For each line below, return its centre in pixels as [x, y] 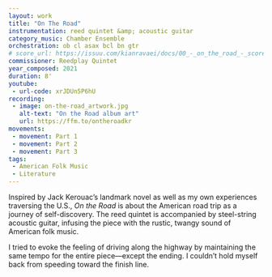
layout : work [30, 16]
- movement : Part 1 [45, 136]
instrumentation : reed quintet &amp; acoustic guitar [101, 31]
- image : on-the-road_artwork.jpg [70, 106]
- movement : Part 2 [45, 144]
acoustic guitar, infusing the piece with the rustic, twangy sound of [120, 223]
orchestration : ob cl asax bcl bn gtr [74, 46]
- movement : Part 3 [45, 151]
